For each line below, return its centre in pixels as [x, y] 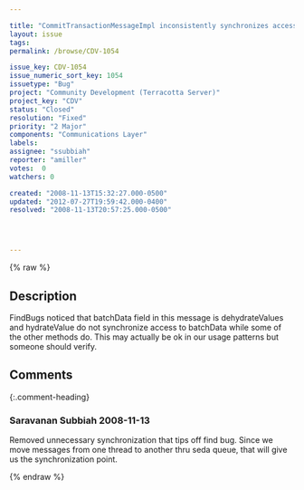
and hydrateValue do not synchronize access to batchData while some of [146, 327]
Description [43, 296]
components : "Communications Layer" [78, 135]
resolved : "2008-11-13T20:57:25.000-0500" [90, 210]
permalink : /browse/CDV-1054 [64, 51]
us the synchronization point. [63, 459]
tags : [19, 43]
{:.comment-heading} [50, 397]
